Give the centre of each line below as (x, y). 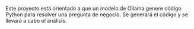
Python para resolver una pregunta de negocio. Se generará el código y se (97, 14)
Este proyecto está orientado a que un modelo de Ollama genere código (93, 8)
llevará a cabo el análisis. (36, 21)
